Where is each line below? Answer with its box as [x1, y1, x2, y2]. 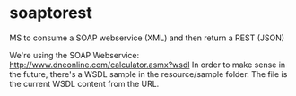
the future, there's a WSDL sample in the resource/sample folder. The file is [9, 68, 288, 79]
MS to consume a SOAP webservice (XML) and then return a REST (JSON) [9, 32, 285, 43]
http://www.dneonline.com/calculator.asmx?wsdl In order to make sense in [9, 59, 286, 70]
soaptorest [9, 3, 92, 23]
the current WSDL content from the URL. [9, 78, 160, 89]
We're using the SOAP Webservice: [9, 49, 140, 60]
